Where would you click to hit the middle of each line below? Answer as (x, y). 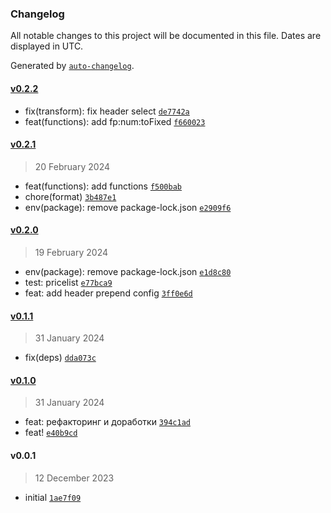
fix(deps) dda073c (60, 358)
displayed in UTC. (47, 46)
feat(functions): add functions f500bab (103, 186)
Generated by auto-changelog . (72, 66)
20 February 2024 (72, 166)
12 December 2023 (74, 478)
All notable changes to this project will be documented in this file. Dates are (166, 36)
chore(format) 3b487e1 (70, 196)
